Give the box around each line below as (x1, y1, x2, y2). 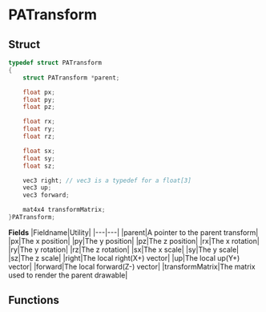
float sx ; (22, 147, 56, 155)
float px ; (22, 88, 56, 96)
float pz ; (22, 103, 56, 111)
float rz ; (22, 132, 56, 140)
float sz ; (22, 162, 56, 170)
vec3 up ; (22, 184, 52, 192)
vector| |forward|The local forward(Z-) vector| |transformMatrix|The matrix (8, 261, 256, 271)
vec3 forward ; (22, 191, 70, 200)
